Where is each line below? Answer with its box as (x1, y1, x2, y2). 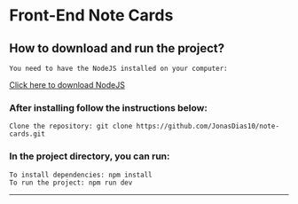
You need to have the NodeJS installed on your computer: (9, 64, 228, 73)
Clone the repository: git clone (9, 122, 133, 131)
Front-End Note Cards (9, 5, 174, 26)
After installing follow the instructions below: (9, 101, 208, 114)
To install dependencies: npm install (9, 170, 153, 179)
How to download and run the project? (9, 41, 224, 56)
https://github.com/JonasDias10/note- (136, 122, 279, 131)
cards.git (9, 129, 46, 138)
